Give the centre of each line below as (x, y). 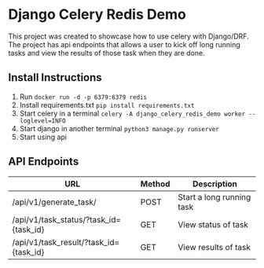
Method (155, 184)
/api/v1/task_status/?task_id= (67, 219)
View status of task (213, 224)
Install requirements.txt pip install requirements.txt (107, 105)
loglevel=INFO (42, 121)
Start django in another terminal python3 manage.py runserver (119, 128)
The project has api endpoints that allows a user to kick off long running (125, 44)
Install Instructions (55, 77)
